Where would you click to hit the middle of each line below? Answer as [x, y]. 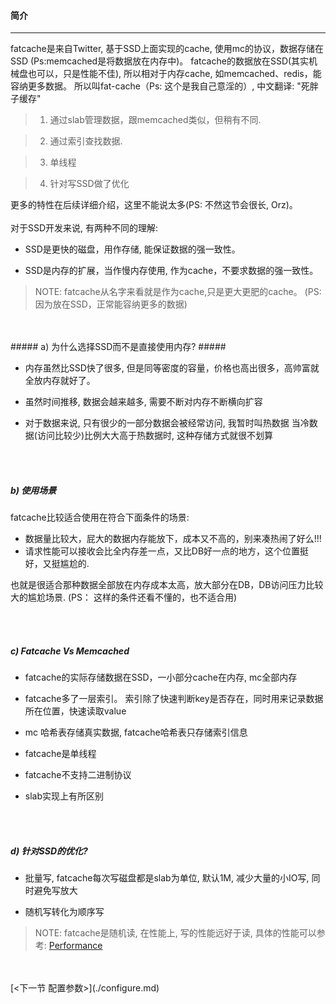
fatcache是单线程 [60, 754]
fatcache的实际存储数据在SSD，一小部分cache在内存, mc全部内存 [161, 677]
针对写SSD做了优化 [89, 184]
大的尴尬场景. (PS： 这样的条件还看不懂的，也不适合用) [124, 597]
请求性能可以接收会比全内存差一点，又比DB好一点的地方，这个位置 [162, 551]
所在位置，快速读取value [75, 711]
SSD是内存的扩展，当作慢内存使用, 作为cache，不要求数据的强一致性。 [171, 271]
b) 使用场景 [33, 490]
